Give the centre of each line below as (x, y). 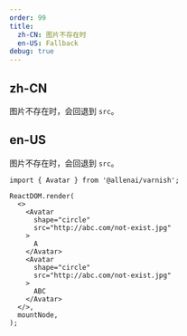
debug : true (32, 52)
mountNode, (38, 315)
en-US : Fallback (48, 43)
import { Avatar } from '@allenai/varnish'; (94, 180)
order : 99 (28, 18)
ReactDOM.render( (42, 196)
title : (22, 26)
